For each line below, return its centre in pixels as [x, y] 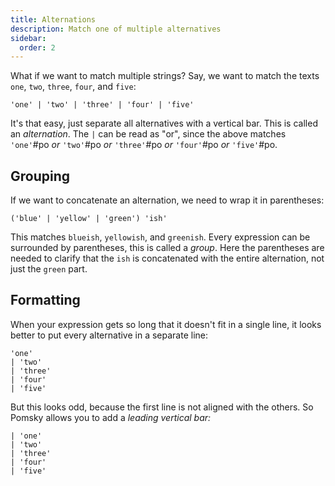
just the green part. [49, 269]
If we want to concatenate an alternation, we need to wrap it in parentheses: [167, 200]
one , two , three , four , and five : [73, 87]
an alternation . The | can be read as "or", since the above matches [148, 134]
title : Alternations [53, 19]
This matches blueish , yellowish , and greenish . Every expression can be [160, 237]
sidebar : [28, 38]
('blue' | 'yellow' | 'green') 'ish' [89, 219]
